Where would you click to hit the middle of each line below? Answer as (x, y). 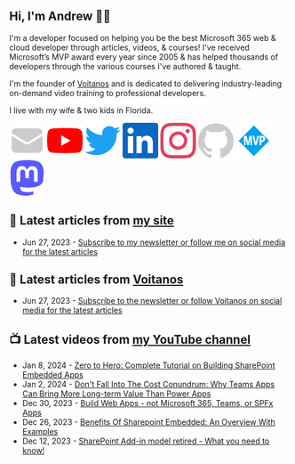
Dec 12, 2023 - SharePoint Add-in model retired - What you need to (146, 441)
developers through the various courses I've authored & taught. (125, 66)
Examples (40, 432)
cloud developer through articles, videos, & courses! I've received (130, 47)
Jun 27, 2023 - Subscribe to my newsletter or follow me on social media (154, 242)
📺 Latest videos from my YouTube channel (130, 339)
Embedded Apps (53, 375)
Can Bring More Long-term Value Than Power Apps (116, 394)
